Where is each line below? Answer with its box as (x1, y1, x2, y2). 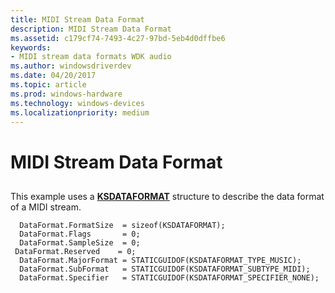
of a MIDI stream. (10, 201, 82, 213)
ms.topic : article (10, 80, 87, 90)
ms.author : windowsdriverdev (10, 61, 132, 71)
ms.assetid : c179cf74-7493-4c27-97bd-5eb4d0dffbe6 (10, 33, 226, 43)
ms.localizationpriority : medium (10, 107, 150, 118)
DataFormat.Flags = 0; (19, 229, 141, 239)
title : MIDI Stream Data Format (10, 14, 145, 25)
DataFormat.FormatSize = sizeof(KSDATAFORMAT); (19, 220, 226, 230)
